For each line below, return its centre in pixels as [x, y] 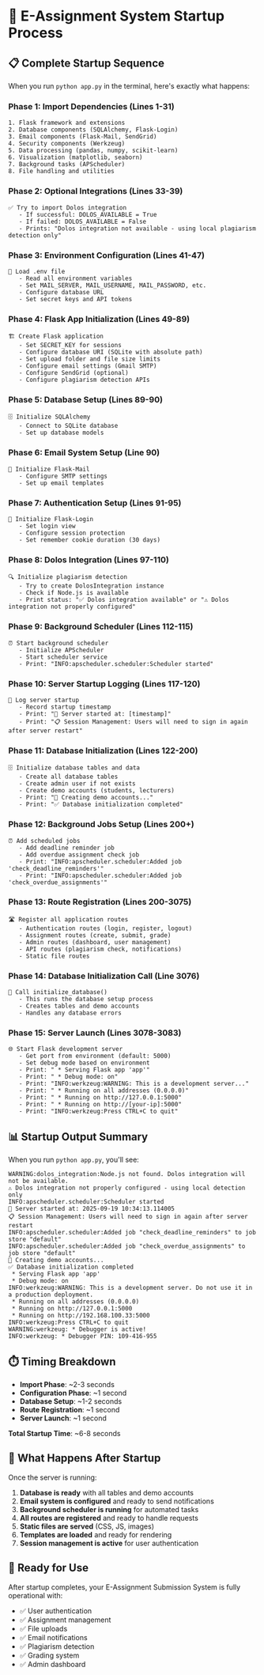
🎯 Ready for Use [49, 1568]
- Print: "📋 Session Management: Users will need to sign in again [133, 722]
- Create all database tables [68, 777]
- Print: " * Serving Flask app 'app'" [84, 1070]
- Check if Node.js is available [74, 593]
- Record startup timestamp [65, 707]
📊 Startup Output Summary [78, 1137]
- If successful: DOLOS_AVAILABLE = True [88, 214]
